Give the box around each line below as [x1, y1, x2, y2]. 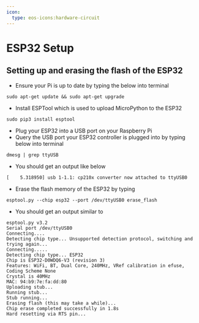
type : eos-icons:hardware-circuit [12, 15, 100, 21]
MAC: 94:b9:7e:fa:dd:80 [6, 278, 67, 285]
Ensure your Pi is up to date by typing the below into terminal [15, 82, 170, 89]
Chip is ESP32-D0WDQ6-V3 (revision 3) [6, 257, 105, 264]
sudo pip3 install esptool [6, 116, 75, 123]
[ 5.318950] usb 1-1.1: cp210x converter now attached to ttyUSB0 [6, 174, 188, 181]
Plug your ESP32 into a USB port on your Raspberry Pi [15, 127, 152, 134]
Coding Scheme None [6, 268, 56, 274]
